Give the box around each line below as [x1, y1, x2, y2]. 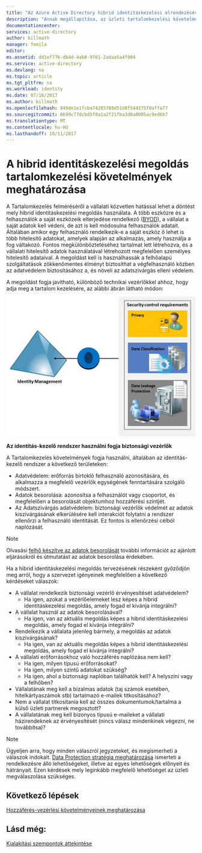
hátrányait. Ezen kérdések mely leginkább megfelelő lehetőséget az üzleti [6, 766, 189, 774]
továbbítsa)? [14, 724, 46, 731]
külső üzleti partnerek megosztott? [14, 705, 101, 712]
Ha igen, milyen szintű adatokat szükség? [23, 666, 127, 673]
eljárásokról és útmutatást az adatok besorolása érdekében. [6, 553, 155, 561]
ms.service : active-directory [6, 60, 82, 66]
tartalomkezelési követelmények [6, 170, 173, 184]
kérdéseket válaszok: [6, 578, 59, 585]
